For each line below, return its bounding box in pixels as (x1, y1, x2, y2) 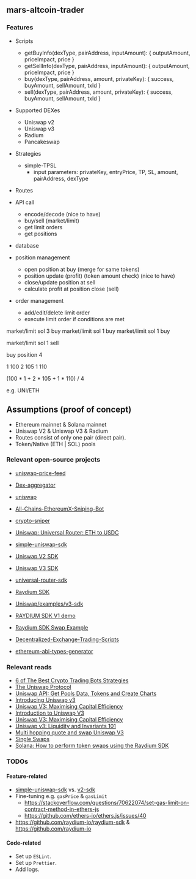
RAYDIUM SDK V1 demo (15, 612, 76, 619)
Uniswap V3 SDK (15, 564, 59, 572)
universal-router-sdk (15, 576, 67, 584)
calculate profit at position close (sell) (24, 285, 119, 292)
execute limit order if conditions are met (24, 315, 125, 322)
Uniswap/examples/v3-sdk (15, 600, 84, 607)
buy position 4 (6, 351, 43, 358)
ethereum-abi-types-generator (15, 647, 93, 655)
